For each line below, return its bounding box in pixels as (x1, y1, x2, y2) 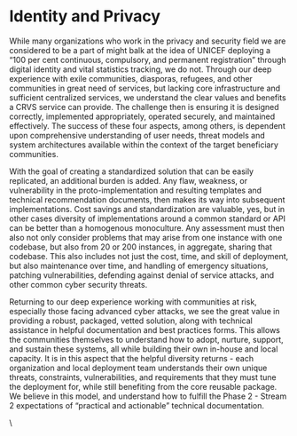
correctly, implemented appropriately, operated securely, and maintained (9, 111, 276, 122)
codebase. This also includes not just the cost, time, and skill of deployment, (9, 250, 289, 261)
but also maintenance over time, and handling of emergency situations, (9, 260, 269, 271)
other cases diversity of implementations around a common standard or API (9, 213, 286, 224)
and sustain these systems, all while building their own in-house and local (9, 344, 278, 354)
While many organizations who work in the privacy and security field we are (9, 36, 286, 46)
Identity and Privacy (9, 6, 161, 27)
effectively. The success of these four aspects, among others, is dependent (9, 120, 285, 131)
